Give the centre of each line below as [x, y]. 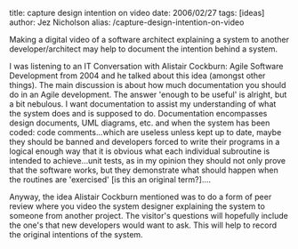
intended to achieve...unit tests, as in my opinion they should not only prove [148, 161]
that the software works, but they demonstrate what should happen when [144, 170]
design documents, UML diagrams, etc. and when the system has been [140, 123]
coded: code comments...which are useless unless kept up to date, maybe [145, 132]
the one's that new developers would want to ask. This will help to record [143, 225]
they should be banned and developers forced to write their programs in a [145, 142]
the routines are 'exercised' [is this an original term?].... [110, 180]
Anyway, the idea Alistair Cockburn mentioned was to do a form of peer [141, 197]
